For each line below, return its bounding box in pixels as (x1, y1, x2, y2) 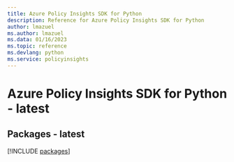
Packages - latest (7, 128, 85, 140)
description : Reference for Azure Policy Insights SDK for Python (7, 17, 205, 24)
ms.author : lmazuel (7, 29, 64, 37)
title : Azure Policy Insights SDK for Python (7, 10, 142, 17)
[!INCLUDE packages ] (7, 147, 71, 155)
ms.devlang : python (7, 50, 64, 57)
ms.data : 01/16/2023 (7, 36, 68, 43)
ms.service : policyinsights (7, 56, 89, 63)
